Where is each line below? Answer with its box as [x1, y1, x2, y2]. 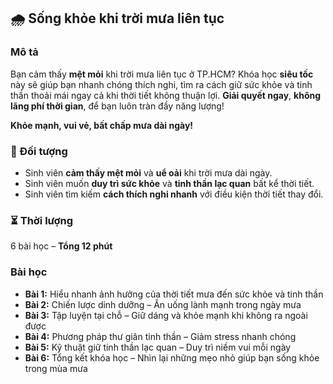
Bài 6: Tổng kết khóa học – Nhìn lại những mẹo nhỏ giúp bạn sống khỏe [24, 351, 320, 364]
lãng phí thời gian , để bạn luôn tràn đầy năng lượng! [10, 100, 225, 112]
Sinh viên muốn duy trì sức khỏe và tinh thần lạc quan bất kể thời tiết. [24, 177, 315, 189]
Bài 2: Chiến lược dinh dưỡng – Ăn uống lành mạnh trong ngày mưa [24, 298, 302, 310]
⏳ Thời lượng [10, 213, 74, 227]
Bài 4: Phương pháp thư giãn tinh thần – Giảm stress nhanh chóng [24, 330, 297, 342]
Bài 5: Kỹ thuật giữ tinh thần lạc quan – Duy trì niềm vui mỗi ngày [24, 341, 292, 353]
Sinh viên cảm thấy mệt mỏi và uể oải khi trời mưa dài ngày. [24, 166, 273, 179]
